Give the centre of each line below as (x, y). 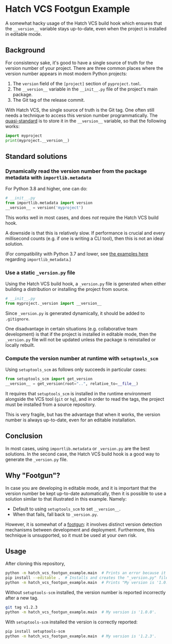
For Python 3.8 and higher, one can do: (47, 189)
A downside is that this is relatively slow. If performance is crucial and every (85, 233)
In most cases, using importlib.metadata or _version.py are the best (78, 448)
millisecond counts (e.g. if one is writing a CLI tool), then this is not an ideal (84, 238)
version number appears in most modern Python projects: (66, 73)
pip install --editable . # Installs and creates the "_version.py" (81, 578)
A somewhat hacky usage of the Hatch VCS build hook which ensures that (84, 23)
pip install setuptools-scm (35, 631)
